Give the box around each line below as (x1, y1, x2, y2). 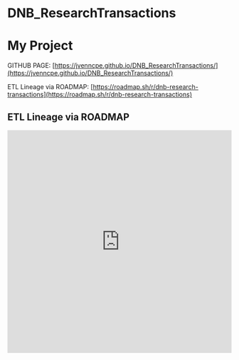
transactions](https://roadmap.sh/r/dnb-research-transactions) (7, 91, 193, 99)
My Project (7, 38, 73, 54)
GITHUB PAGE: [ (7, 61, 55, 70)
